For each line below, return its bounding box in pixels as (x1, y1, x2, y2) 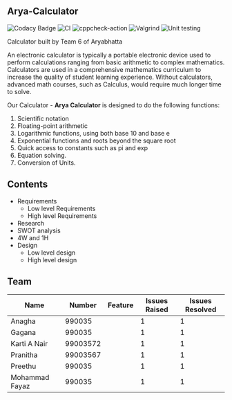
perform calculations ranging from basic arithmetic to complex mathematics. (7, 58, 225, 66)
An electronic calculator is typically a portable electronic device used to (7, 51, 211, 59)
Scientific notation (17, 114, 69, 122)
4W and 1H (17, 233, 49, 242)
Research (17, 219, 45, 227)
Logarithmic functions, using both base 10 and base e (17, 129, 171, 137)
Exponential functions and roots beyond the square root (17, 136, 176, 145)
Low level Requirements (27, 204, 96, 212)
